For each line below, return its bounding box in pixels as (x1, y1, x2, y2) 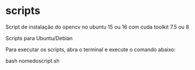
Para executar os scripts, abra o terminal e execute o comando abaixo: (5, 45, 176, 53)
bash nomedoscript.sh (5, 57, 60, 64)
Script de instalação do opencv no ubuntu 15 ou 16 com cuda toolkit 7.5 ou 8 (5, 23, 190, 30)
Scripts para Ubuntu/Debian (5, 34, 73, 41)
